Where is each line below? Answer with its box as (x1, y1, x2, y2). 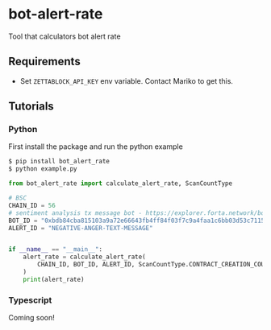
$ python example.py (8, 165, 78, 173)
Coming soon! (8, 313, 55, 323)
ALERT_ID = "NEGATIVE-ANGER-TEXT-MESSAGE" (8, 224, 153, 232)
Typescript (8, 295, 52, 306)
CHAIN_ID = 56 (8, 201, 56, 209)
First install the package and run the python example (8, 142, 183, 151)
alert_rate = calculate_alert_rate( (23, 253, 147, 262)
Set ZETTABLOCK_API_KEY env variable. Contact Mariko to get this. (19, 76, 234, 85)
